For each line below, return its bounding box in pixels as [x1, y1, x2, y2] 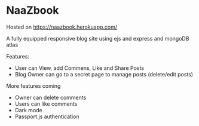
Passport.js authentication [14, 113, 79, 120]
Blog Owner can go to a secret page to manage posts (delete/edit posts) [14, 70, 193, 78]
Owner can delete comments [14, 94, 87, 101]
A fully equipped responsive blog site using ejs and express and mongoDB [6, 35, 189, 42]
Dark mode [14, 106, 43, 113]
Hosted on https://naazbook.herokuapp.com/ [6, 23, 118, 30]
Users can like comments [14, 100, 78, 107]
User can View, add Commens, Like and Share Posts [14, 64, 145, 72]
